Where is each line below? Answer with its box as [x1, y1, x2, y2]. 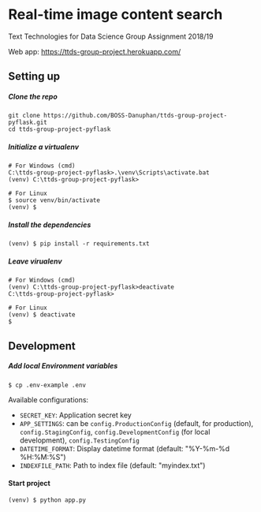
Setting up [8, 69, 61, 84]
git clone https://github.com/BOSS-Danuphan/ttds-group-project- [8, 112, 227, 120]
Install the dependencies [8, 219, 91, 230]
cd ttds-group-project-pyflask [8, 125, 111, 133]
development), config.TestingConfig [19, 435, 140, 445]
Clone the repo [8, 92, 58, 101]
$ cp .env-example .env [8, 381, 87, 389]
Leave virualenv [8, 256, 62, 266]
